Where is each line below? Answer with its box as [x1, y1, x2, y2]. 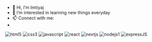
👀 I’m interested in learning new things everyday [12, 10, 111, 15]
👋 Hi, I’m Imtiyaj [12, 5, 44, 10]
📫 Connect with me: [12, 15, 54, 21]
